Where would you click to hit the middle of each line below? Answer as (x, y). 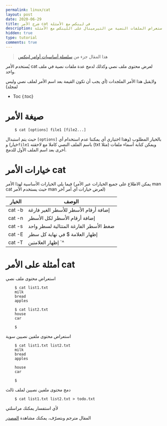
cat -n (16, 218)
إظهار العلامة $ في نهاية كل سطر (63, 234)
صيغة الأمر (25, 116)
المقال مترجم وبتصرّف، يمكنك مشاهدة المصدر (48, 417)
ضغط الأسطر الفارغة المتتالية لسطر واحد (71, 226)
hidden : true (19, 33)
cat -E (16, 234)
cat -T (16, 242)
